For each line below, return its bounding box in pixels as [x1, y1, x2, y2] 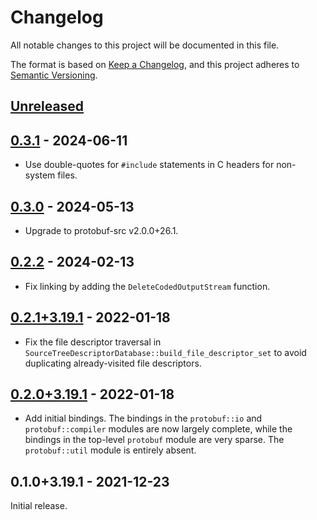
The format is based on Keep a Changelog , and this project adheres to [10, 58, 300, 70]
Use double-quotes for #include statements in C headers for [24, 159, 275, 171]
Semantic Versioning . [10, 69, 98, 81]
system [24, 169, 56, 181]
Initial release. [10, 500, 68, 512]
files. [57, 169, 78, 181]
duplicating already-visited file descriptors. [24, 357, 202, 369]
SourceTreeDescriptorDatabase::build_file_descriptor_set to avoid [24, 346, 307, 358]
